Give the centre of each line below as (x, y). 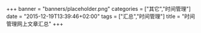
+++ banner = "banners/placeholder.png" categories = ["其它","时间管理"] (99, 9)
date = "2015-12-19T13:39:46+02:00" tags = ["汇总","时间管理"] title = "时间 (101, 16)
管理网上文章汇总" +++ (35, 24)
